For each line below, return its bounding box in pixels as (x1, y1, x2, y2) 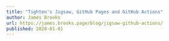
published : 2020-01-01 (6, 25, 63, 32)
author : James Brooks (6, 14, 61, 20)
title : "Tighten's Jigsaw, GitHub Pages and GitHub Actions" (6, 8, 164, 15)
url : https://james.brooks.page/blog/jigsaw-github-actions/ (6, 20, 164, 26)
